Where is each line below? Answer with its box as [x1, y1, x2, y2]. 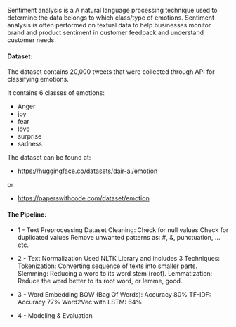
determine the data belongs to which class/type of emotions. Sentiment [7, 13, 214, 22]
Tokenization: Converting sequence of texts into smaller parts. [17, 262, 198, 270]
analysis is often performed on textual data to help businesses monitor [7, 21, 211, 29]
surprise [17, 132, 42, 141]
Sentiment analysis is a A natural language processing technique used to [7, 6, 218, 14]
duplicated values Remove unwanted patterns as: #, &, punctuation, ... [17, 233, 221, 242]
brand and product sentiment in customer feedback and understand [7, 28, 204, 37]
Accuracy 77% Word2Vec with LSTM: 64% [17, 298, 143, 307]
